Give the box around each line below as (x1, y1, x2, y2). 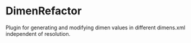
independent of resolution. (5, 30, 71, 37)
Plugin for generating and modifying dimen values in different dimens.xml (5, 24, 186, 31)
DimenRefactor (5, 4, 82, 18)
